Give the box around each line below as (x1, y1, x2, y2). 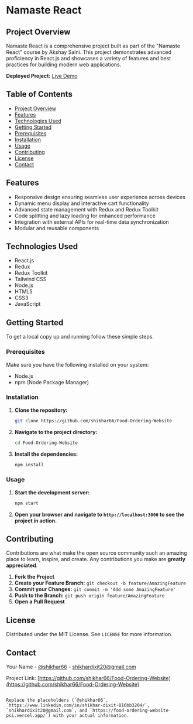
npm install (14, 462, 44, 467)
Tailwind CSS (14, 276, 47, 283)
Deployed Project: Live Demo (6, 73, 78, 79)
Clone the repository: (14, 407, 68, 414)
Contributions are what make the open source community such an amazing (6, 549, 187, 556)
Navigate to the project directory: (14, 428, 98, 435)
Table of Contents (6, 89, 73, 100)
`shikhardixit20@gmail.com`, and (6, 708, 88, 713)
